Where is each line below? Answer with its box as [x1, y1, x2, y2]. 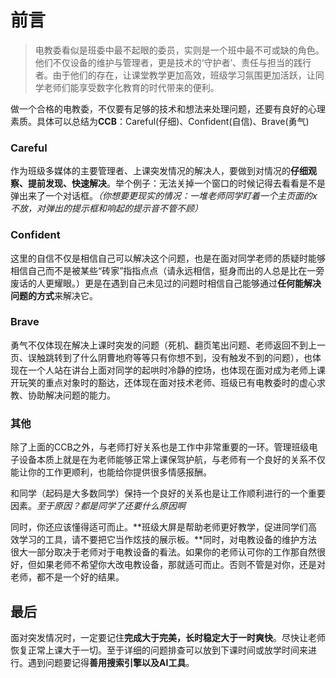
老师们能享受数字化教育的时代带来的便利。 [43, 81, 220, 93]
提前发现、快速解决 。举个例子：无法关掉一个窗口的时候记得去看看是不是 [27, 177, 326, 190]
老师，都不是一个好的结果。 [10, 571, 125, 583]
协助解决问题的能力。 [27, 389, 116, 401]
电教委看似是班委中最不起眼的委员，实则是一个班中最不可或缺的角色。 [34, 44, 325, 56]
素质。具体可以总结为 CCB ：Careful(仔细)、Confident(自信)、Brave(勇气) [10, 115, 310, 127]
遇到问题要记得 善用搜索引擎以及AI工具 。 [27, 656, 195, 668]
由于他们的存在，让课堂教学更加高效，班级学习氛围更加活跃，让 [52, 69, 316, 81]
